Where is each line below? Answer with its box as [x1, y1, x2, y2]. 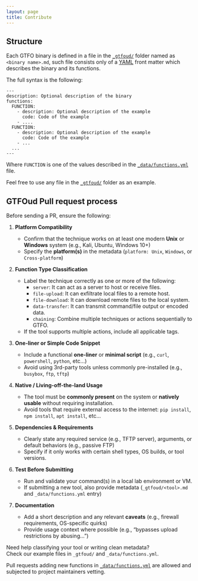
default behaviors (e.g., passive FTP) [23, 442, 115, 449]
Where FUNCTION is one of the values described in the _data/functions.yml [6, 161, 189, 168]
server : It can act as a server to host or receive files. [32, 284, 162, 291]
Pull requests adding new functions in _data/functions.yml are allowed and [6, 562, 191, 569]
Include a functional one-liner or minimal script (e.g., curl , [23, 351, 169, 359]
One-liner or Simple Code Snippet [14, 339, 100, 347]
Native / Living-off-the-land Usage [14, 382, 103, 389]
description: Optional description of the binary [6, 93, 132, 99]
